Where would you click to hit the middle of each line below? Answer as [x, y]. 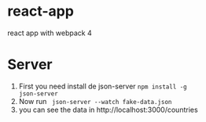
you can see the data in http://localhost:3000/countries [108, 109]
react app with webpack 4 [50, 33]
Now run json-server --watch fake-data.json [95, 101]
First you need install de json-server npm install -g [103, 86]
